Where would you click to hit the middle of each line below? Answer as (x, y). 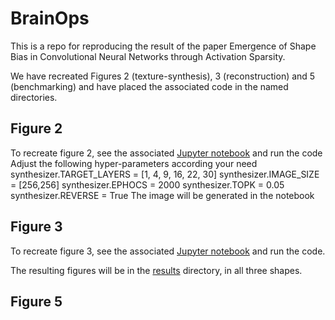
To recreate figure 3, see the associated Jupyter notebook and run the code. (168, 251)
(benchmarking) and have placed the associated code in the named (149, 86)
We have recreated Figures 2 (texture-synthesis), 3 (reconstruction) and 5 (163, 76)
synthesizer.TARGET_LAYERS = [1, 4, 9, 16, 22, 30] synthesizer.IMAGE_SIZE (165, 174)
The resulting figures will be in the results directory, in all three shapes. (156, 270)
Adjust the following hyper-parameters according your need (134, 163)
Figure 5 (36, 301)
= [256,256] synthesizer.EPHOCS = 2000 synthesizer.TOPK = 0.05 (147, 184)
